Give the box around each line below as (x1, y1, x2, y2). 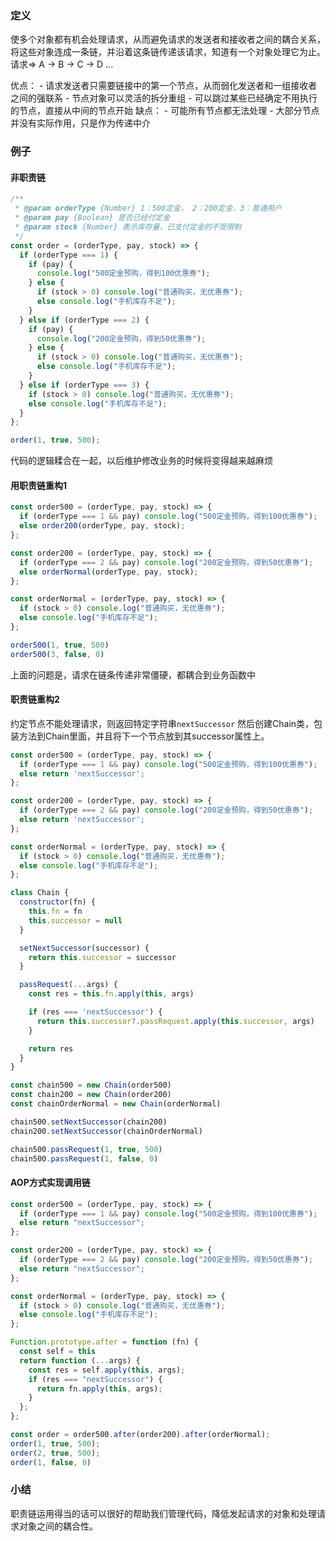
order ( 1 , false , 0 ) (10, 1457, 92, 1467)
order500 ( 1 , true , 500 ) (10, 640, 110, 650)
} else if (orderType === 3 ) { (19, 380, 150, 390)
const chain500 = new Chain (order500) (10, 1080, 172, 1091)
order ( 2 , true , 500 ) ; (10, 1448, 101, 1458)
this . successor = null (28, 915, 123, 926)
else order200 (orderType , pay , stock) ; (19, 521, 186, 531)
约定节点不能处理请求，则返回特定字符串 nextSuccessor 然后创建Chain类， (10, 717, 315, 729)
